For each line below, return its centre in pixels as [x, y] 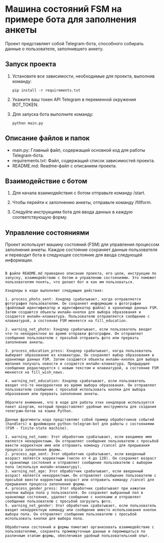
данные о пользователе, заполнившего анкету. [54, 49]
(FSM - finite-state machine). [37, 429]
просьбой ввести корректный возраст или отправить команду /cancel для [80, 480]
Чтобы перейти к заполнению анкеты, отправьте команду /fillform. [82, 202]
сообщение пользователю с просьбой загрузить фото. [59, 501]
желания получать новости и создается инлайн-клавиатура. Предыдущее [78, 364]
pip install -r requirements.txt [46, 90]
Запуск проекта [31, 64]
